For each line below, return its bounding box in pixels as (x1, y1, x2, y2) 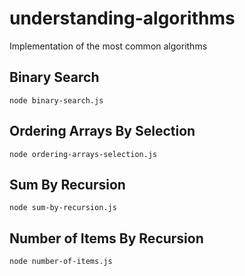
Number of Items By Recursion (9, 230, 204, 247)
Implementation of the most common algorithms (9, 40, 208, 52)
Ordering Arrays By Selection (9, 123, 196, 140)
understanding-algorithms (9, 7, 236, 30)
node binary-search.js (9, 95, 104, 106)
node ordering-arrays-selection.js (9, 149, 158, 159)
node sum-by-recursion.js (9, 203, 117, 213)
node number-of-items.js (9, 257, 113, 267)
